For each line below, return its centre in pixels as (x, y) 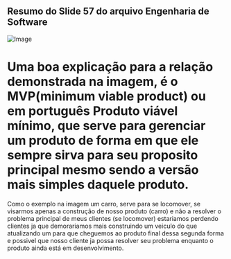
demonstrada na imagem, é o (93, 82)
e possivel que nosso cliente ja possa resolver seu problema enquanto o (110, 240)
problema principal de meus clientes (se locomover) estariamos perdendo (113, 218)
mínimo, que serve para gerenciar (106, 126)
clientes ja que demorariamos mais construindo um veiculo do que (102, 226)
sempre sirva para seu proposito (103, 155)
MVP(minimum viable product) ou (106, 96)
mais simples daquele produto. (98, 185)
